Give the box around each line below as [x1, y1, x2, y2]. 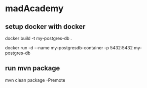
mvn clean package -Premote [5, 77, 66, 83]
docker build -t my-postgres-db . [5, 35, 73, 41]
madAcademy [5, 3, 64, 14]
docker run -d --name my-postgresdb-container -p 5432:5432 [5, 45, 133, 50]
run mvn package [5, 64, 60, 72]
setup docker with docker [5, 22, 86, 31]
